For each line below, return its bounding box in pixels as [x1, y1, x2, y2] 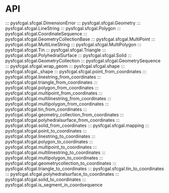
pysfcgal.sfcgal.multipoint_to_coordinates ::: [5, 144, 97, 150]
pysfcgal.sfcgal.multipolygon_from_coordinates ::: [5, 101, 109, 107]
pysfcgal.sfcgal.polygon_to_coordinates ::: [5, 138, 94, 145]
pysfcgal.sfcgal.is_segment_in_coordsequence [5, 181, 103, 188]
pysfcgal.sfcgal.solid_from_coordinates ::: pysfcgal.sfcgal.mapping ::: [5, 122, 149, 128]
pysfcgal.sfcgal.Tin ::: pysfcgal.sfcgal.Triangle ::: [5, 47, 106, 53]
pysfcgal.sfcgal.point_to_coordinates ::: [5, 127, 87, 134]
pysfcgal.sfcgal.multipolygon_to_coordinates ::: [5, 154, 104, 160]
